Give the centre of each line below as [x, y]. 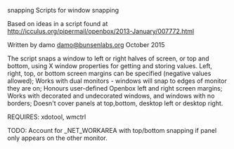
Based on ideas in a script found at [58, 24]
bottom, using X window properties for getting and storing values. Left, [110, 66]
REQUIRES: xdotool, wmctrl [47, 117]
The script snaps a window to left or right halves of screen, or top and [108, 58]
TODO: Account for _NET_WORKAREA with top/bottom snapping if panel [112, 130]
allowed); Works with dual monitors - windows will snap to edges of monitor [117, 81]
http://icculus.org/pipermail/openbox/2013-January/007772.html [101, 31]
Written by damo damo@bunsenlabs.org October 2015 [86, 45]
